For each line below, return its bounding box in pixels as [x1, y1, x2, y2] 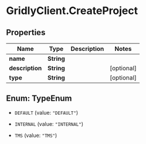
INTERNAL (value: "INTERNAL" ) [14, 120, 84, 127]
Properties [6, 28, 46, 37]
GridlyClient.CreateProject [6, 4, 138, 18]
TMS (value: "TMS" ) [14, 132, 57, 139]
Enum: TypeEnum [6, 94, 72, 104]
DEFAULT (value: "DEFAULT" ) [14, 109, 78, 116]
